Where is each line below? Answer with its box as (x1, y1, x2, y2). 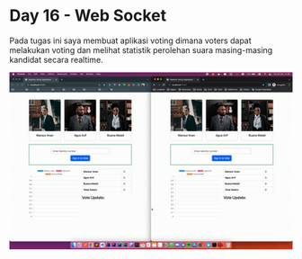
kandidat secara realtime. (9, 54, 103, 65)
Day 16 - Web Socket (9, 5, 167, 26)
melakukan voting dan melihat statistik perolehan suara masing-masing (9, 44, 273, 55)
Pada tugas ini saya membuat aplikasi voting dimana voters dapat (9, 35, 252, 46)
